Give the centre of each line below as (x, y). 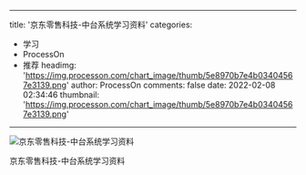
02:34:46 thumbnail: (61, 95)
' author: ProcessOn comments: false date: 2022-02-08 (171, 85)
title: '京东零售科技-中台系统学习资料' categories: (101, 25)
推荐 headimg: (50, 65)
